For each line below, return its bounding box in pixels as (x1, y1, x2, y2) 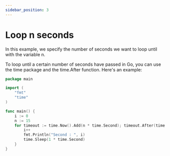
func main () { (5, 108, 36, 114)
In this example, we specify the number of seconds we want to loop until (5, 46, 158, 52)
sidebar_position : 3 (5, 7, 49, 13)
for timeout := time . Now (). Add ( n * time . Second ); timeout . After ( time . (14, 123, 167, 128)
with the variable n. (5, 51, 46, 57)
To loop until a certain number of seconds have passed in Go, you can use (5, 61, 161, 67)
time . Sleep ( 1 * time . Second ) (23, 137, 86, 142)
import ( (5, 86, 24, 91)
